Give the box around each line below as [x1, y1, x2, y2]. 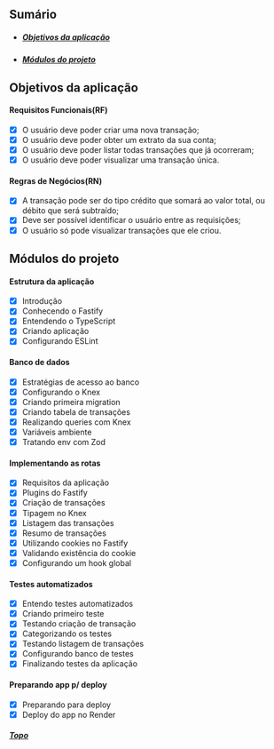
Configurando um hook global [21, 557, 131, 568]
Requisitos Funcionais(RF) [9, 105, 108, 116]
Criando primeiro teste [21, 609, 105, 619]
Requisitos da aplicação [21, 477, 109, 488]
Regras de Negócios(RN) [9, 175, 103, 186]
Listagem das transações [21, 517, 114, 528]
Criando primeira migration [21, 396, 121, 407]
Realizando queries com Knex [21, 417, 131, 427]
